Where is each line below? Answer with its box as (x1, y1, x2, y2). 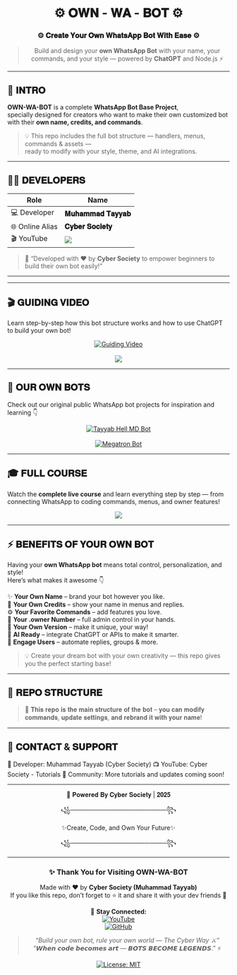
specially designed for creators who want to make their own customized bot (7, 111, 228, 119)
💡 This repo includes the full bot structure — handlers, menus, (24, 132, 206, 140)
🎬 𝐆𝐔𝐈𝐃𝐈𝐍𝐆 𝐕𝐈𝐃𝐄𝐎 (7, 297, 90, 309)
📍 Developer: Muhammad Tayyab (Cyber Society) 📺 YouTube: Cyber (7, 760, 208, 768)
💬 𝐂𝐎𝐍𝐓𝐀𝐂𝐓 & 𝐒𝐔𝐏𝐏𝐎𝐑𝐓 (7, 741, 119, 753)
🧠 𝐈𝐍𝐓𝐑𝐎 (7, 84, 46, 96)
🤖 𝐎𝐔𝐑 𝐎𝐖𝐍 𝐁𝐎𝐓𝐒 (7, 381, 90, 393)
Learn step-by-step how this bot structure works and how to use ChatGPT (7, 318, 224, 327)
